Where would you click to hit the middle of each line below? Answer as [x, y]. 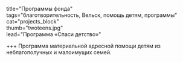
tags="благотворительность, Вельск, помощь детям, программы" [92, 15]
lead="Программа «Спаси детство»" [54, 34]
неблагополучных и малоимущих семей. [59, 52]
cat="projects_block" [33, 21]
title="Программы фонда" [40, 9]
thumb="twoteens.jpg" [35, 28]
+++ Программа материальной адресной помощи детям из [84, 46]
